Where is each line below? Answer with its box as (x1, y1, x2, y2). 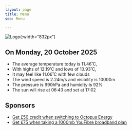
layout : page (5, 7, 32, 12)
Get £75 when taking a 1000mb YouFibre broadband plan (12, 119, 127, 125)
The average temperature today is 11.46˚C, (12, 61, 97, 67)
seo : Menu (5, 16, 25, 21)
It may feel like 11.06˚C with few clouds (12, 71, 90, 77)
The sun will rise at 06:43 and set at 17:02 (12, 87, 96, 93)
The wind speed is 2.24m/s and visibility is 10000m (12, 77, 115, 83)
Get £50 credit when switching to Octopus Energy (12, 114, 113, 120)
